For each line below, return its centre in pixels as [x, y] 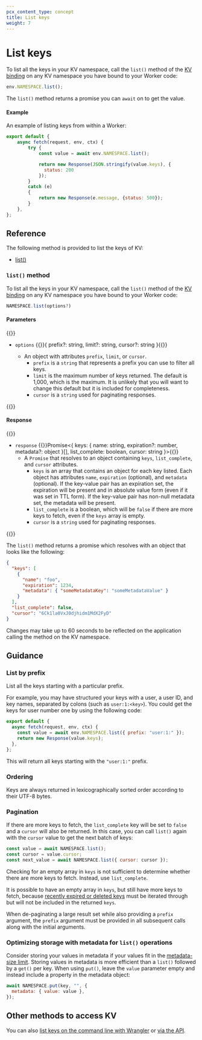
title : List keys [28, 17]
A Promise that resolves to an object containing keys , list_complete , [108, 458]
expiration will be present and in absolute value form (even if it [110, 490]
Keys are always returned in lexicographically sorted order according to [95, 789]
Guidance [25, 656]
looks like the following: [36, 552]
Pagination [22, 812]
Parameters [21, 319]
